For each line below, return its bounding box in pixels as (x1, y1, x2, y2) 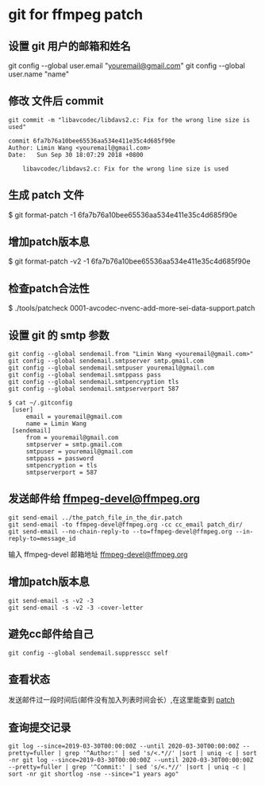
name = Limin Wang (25, 420, 87, 428)
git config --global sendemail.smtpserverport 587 (8, 385, 179, 393)
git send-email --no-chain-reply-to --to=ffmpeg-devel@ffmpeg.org (8, 527, 232, 535)
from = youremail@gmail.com (25, 434, 119, 442)
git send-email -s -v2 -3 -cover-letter (8, 604, 144, 612)
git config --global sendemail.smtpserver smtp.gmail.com (8, 357, 204, 366)
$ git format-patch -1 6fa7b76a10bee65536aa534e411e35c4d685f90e (8, 209, 238, 220)
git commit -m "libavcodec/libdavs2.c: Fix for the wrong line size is (8, 115, 250, 124)
